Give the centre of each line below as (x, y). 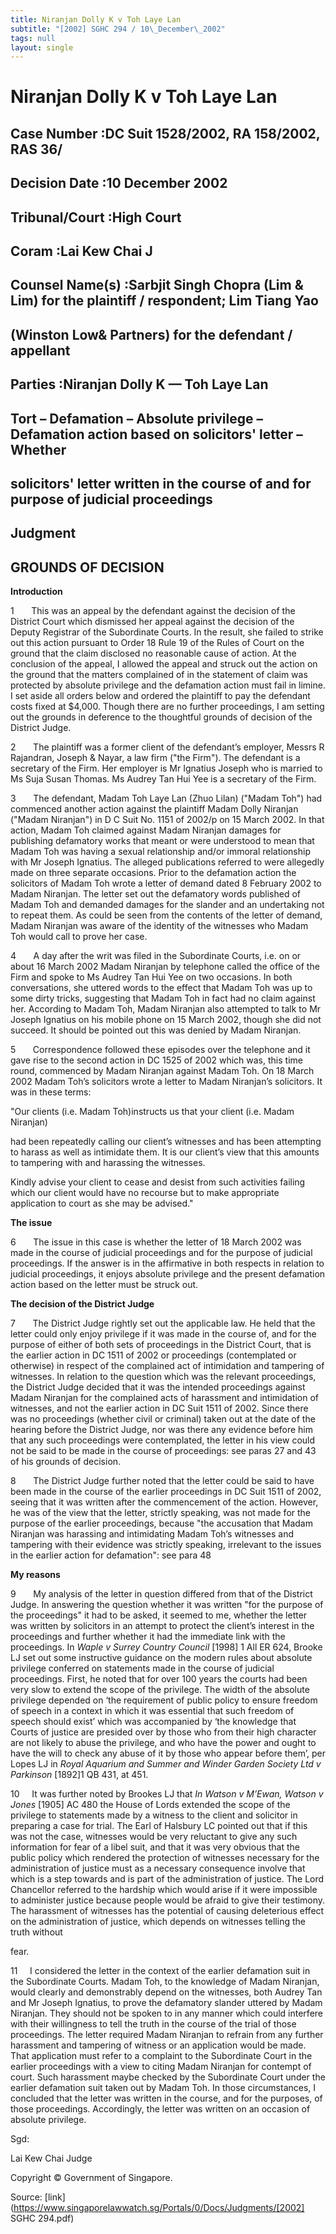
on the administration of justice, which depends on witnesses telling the (158, 1922)
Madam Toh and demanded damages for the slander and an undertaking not (167, 905)
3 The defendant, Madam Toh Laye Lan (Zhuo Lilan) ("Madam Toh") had (166, 798)
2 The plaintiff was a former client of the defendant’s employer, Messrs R (167, 747)
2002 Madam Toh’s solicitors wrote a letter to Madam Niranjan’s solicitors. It (166, 1082)
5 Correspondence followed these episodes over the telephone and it (160, 1050)
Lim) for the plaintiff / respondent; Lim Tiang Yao (164, 301)
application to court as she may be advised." (102, 1203)
